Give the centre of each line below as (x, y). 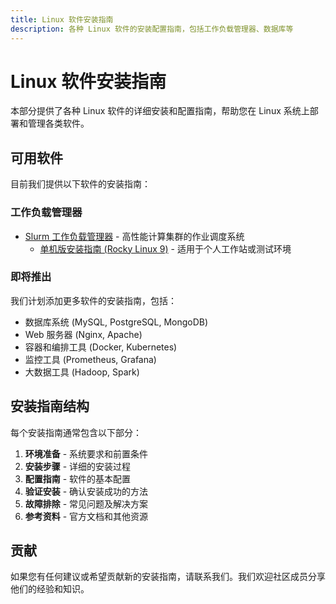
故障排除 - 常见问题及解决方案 (86, 503)
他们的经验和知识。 (50, 589)
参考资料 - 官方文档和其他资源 (86, 516)
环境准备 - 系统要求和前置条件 (86, 453)
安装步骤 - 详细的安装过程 (78, 466)
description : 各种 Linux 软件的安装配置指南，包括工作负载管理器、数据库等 (152, 29)
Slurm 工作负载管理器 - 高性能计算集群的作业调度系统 (134, 236)
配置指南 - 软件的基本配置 (78, 478)
